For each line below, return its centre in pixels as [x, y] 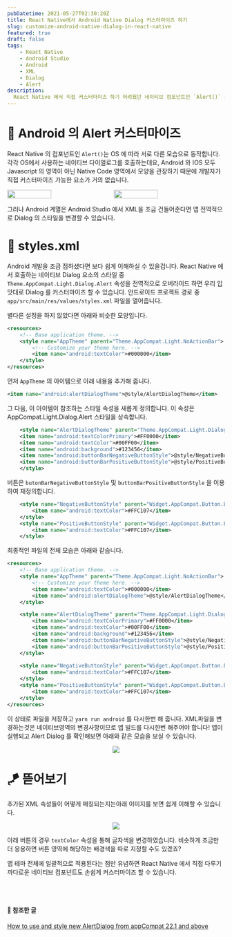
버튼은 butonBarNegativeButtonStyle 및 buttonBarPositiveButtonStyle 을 [109, 482]
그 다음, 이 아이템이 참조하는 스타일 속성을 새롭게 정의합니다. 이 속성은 [101, 408]
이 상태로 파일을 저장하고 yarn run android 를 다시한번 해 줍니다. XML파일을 [111, 719]
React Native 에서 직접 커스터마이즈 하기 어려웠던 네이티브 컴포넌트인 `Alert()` [117, 97]
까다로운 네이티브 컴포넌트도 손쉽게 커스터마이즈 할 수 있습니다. [92, 872]
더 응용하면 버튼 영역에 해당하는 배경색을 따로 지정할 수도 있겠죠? [94, 849]
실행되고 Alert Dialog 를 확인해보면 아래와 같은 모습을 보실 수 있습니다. [102, 736]
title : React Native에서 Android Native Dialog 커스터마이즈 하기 [97, 20]
